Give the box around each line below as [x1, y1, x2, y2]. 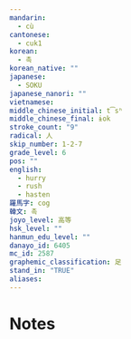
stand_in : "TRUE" [9, 266, 75, 276]
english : [9, 165, 42, 174]
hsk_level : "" [9, 224, 63, 233]
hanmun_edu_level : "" [9, 232, 91, 241]
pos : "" [9, 156, 39, 166]
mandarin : [9, 13, 47, 23]
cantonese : [9, 30, 51, 39]
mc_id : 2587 [9, 249, 54, 258]
